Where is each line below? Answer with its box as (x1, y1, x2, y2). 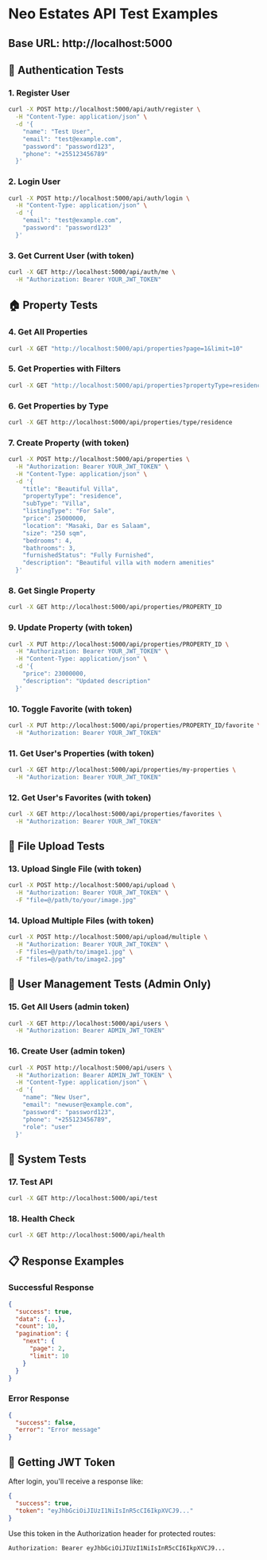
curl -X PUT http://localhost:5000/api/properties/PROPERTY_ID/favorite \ (8, 721, 261, 729)
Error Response (8, 1393, 70, 1404)
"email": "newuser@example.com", (22, 1101, 133, 1109)
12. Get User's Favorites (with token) (8, 792, 152, 803)
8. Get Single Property (8, 585, 95, 596)
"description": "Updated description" (22, 677, 151, 685)
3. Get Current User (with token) (8, 250, 135, 261)
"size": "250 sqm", (22, 529, 87, 538)
